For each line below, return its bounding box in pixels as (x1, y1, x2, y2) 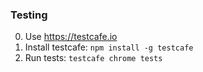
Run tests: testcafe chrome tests (24, 52, 163, 64)
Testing (10, 8, 48, 22)
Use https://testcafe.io (24, 31, 118, 43)
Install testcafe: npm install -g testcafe (24, 41, 194, 53)
